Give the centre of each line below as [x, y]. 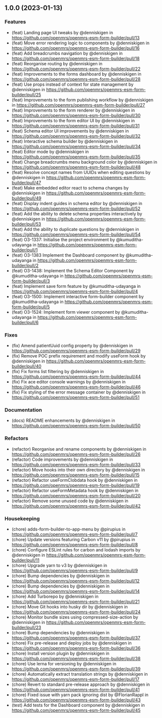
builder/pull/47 [26, 183]
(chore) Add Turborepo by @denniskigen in [55, 596]
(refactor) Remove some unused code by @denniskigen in [70, 501]
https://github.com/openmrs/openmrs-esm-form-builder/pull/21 [75, 602]
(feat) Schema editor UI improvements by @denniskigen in [70, 131]
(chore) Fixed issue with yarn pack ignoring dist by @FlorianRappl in [80, 695]
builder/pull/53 [26, 224]
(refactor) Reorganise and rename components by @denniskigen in [79, 449]
